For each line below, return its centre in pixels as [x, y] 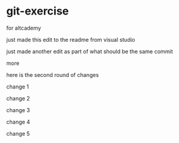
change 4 [18, 122]
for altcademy [24, 28]
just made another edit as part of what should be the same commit [90, 51]
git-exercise [37, 11]
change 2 [18, 98]
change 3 [18, 110]
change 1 [18, 87]
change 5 [18, 133]
